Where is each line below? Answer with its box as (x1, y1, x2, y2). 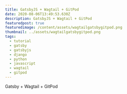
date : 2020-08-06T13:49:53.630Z (5, 12, 70, 16)
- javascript (9, 61, 36, 66)
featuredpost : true (5, 20, 45, 26)
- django (9, 52, 27, 57)
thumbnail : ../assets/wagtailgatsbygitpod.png (5, 30, 101, 34)
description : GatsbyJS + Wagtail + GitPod (5, 16, 92, 21)
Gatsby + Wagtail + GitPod (5, 83, 58, 89)
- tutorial (9, 39, 32, 44)
